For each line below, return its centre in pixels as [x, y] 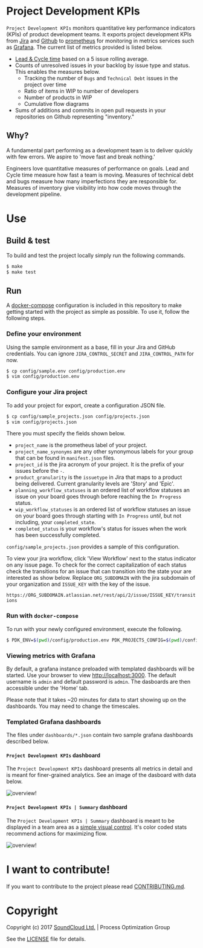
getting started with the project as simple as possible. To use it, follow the [98, 312]
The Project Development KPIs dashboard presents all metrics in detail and [100, 768]
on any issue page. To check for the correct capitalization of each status [96, 565]
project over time [45, 84]
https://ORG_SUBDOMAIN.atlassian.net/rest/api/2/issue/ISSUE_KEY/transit [101, 596]
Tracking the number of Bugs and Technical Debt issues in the [101, 78]
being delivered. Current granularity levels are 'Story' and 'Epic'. [95, 484]
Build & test [28, 241]
